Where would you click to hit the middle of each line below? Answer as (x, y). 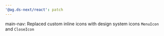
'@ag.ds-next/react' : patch (34, 10)
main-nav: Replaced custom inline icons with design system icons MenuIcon (82, 24)
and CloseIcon (20, 29)
